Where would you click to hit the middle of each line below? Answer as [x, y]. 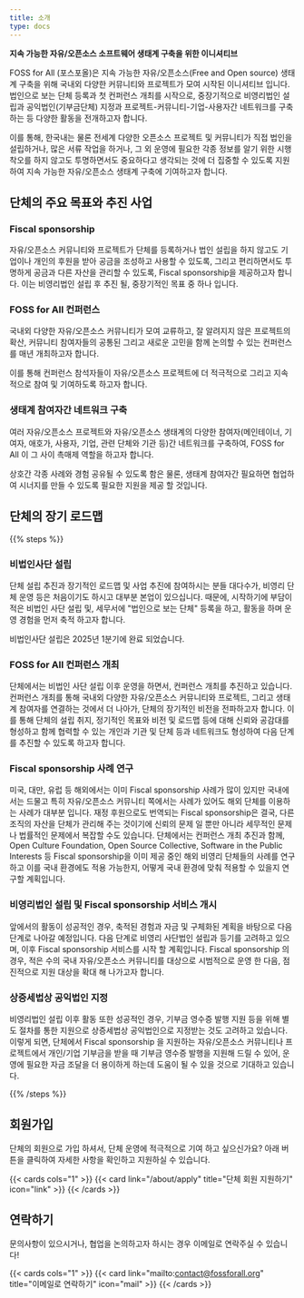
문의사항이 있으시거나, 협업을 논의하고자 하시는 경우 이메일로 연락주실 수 [137, 1244]
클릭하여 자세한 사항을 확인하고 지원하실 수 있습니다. [118, 1159]
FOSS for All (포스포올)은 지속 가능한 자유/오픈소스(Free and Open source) [144, 73]
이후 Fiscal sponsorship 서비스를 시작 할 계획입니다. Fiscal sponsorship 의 [156, 949]
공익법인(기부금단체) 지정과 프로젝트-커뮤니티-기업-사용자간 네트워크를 [151, 106]
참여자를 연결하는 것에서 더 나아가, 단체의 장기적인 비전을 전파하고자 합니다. [152, 709]
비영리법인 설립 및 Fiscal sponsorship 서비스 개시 [113, 905]
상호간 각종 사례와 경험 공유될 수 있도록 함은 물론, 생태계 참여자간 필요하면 [140, 474]
